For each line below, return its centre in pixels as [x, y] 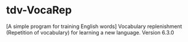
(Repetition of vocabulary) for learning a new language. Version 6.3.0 [90, 32]
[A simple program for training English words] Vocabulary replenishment [94, 26]
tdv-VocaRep [39, 10]
